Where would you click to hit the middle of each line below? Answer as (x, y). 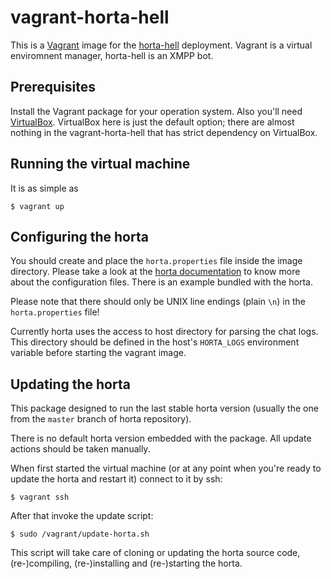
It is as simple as (44, 188)
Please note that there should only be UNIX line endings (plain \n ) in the (158, 302)
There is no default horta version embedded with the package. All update (161, 438)
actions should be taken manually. (80, 449)
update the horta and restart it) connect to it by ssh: (116, 479)
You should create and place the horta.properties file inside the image (156, 261)
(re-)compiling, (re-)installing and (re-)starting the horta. (126, 563)
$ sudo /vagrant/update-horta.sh (80, 534)
